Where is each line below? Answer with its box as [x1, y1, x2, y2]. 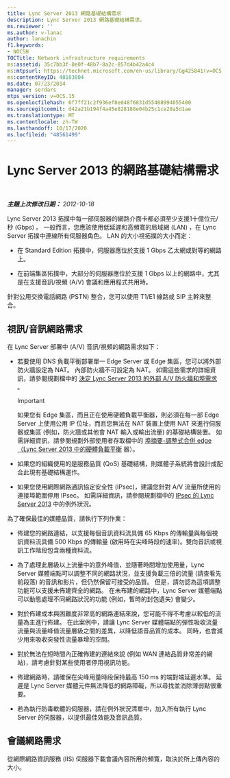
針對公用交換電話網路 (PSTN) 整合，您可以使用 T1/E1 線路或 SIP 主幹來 [7, 293, 205, 301]
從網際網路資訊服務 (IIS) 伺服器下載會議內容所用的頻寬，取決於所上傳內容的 [7, 755, 220, 763]
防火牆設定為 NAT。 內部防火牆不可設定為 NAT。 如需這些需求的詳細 [16, 366, 210, 374]
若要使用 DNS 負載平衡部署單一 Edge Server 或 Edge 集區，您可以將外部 [16, 357, 222, 365]
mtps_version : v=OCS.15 [7, 93, 75, 100]
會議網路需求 [7, 735, 62, 747]
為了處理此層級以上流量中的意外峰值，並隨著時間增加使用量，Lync [16, 561, 205, 569]
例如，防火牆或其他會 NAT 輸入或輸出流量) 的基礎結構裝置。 [44, 428, 214, 436]
